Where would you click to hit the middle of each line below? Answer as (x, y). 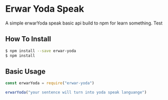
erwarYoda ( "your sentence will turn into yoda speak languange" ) (76, 92)
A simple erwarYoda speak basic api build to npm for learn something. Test (84, 23)
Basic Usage (25, 71)
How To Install (28, 39)
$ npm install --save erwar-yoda (41, 51)
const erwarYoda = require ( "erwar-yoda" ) (50, 83)
